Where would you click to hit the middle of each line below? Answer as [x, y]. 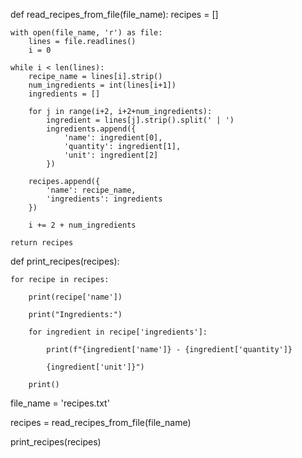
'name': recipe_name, [91, 190]
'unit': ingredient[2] [111, 155]
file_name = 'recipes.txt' [60, 403]
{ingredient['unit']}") [95, 367]
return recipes [42, 243]
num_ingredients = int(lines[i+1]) [102, 85]
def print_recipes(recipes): [65, 261]
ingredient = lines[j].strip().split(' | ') [140, 120]
